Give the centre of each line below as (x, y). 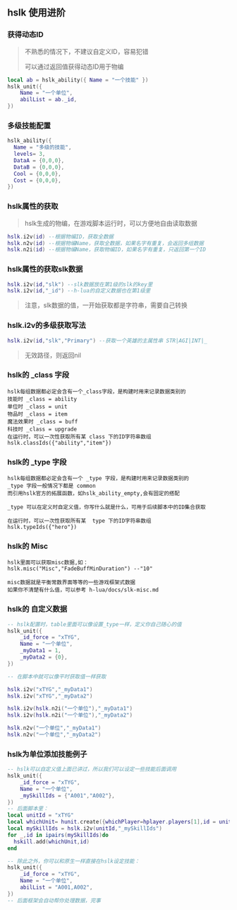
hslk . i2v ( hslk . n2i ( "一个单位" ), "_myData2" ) (70, 715)
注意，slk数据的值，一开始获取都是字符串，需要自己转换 (106, 305)
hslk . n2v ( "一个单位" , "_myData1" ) (54, 728)
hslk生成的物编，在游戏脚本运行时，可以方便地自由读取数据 (111, 223)
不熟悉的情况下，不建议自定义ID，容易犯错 (86, 51)
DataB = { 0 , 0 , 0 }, (39, 167)
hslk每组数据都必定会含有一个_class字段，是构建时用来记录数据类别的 (97, 392)
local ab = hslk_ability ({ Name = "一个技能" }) (78, 80)
